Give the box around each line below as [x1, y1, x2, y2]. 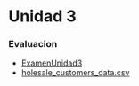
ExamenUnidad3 [20, 58, 83, 68]
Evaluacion [8, 38, 58, 51]
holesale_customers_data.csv [20, 67, 130, 78]
